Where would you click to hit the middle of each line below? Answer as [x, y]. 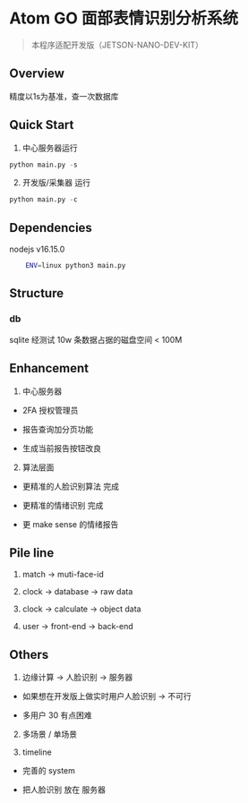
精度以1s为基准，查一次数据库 [64, 96]
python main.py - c [43, 200]
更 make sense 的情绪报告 [70, 524]
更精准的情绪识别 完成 [63, 505]
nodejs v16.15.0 [37, 249]
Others [29, 654]
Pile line [32, 553]
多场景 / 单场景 [50, 734]
